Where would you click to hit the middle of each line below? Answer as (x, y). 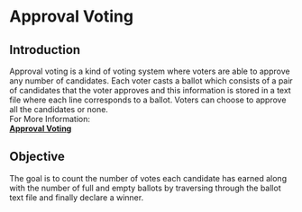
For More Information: (50, 119)
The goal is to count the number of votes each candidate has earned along (148, 178)
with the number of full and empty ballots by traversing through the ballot (145, 188)
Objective (37, 157)
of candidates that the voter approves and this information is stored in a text (150, 90)
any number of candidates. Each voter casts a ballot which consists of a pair (151, 81)
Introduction (45, 50)
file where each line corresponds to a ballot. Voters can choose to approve (148, 100)
